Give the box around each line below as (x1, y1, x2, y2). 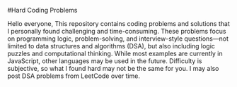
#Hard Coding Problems (7, 6, 78, 14)
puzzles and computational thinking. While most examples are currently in (7, 49, 223, 58)
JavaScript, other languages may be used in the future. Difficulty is (7, 57, 202, 65)
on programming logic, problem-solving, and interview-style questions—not (7, 34, 229, 43)
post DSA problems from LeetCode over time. (7, 72, 140, 80)
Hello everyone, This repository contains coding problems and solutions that (7, 20, 230, 27)
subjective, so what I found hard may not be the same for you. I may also (7, 65, 219, 72)
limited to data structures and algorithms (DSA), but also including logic (7, 42, 216, 50)
